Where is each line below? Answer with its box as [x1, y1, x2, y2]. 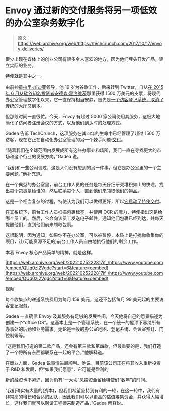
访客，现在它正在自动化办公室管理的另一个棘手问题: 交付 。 [5, 136, 126, 142]
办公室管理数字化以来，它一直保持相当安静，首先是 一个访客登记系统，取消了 [5, 96, 164, 102]
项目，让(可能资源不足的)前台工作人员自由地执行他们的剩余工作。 [5, 238, 141, 244]
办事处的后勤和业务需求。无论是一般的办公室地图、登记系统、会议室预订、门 [5, 325, 164, 332]
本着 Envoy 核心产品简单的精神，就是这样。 [5, 249, 96, 255]
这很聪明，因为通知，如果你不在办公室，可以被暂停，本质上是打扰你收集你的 [5, 232, 164, 238]
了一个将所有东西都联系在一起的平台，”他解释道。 [5, 349, 107, 355]
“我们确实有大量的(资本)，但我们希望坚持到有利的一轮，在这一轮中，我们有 [5, 387, 160, 393]
